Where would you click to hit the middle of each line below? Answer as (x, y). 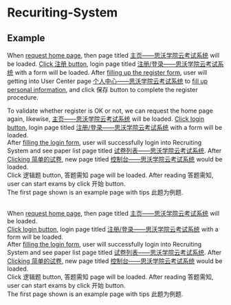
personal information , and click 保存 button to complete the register (102, 90)
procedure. (23, 97)
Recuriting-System (63, 13)
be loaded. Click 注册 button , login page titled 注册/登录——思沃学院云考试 (112, 64)
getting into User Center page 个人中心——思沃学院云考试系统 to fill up (108, 81)
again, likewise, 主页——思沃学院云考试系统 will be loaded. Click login (106, 119)
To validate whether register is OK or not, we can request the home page (110, 111)
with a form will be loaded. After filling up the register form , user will (111, 72)
